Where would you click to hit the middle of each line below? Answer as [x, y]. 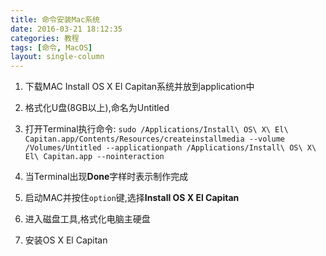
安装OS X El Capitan [66, 240]
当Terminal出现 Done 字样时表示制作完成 [106, 177]
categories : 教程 [45, 38]
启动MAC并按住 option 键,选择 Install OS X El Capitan [132, 198]
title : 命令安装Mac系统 [55, 19]
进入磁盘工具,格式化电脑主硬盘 [87, 219]
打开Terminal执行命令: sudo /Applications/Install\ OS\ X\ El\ [156, 129]
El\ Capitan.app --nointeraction [94, 157]
